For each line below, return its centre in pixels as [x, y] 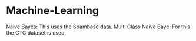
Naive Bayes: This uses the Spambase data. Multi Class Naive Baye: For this [98, 27]
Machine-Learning [52, 11]
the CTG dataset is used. [36, 32]
